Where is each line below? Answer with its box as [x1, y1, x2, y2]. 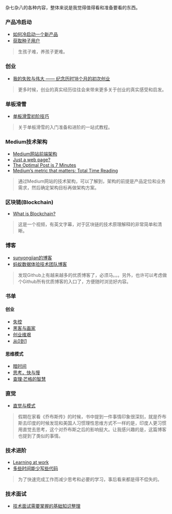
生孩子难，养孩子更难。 [17, 48, 68, 55]
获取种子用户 [12, 38, 40, 44]
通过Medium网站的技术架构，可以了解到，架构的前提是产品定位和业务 [17, 178, 166, 184]
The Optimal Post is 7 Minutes [12, 162, 77, 168]
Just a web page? [12, 156, 51, 163]
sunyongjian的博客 [12, 254, 52, 261]
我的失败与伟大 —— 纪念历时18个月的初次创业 [12, 75, 110, 81]
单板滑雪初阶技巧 [12, 113, 49, 119]
